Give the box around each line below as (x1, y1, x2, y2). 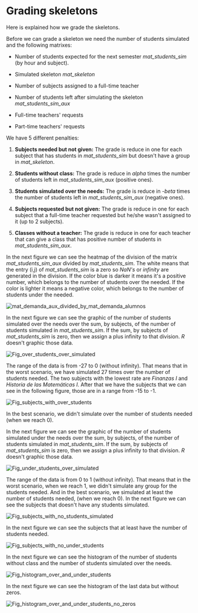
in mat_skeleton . (14, 158, 55, 165)
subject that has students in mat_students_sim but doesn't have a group (14, 152, 190, 159)
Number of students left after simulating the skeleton (14, 93, 144, 101)
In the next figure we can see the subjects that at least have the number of (6, 524, 187, 531)
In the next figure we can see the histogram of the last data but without (6, 582, 179, 589)
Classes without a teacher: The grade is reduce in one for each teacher (14, 229, 191, 236)
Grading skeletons (6, 4, 98, 18)
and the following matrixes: (6, 41, 72, 49)
